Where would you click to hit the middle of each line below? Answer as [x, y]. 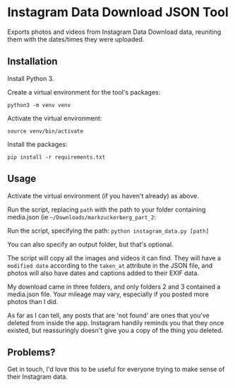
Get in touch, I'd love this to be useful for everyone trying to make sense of [116, 369]
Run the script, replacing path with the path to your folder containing [107, 210]
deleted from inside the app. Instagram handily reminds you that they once [116, 322]
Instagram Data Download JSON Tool [118, 12]
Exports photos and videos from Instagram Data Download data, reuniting [114, 32]
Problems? [31, 352]
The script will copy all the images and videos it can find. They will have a [114, 257]
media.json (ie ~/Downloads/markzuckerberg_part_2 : [82, 217]
